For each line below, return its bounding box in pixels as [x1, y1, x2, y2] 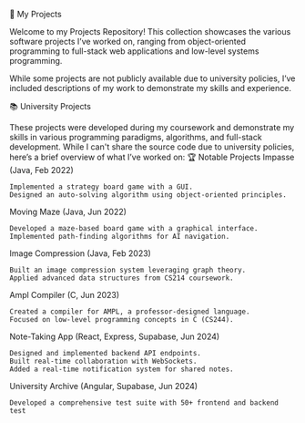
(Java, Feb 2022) [9, 165, 75, 175]
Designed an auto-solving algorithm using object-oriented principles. [9, 191, 287, 200]
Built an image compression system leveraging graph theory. [9, 265, 247, 274]
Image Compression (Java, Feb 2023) [9, 248, 152, 259]
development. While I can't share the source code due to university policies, [9, 141, 295, 152]
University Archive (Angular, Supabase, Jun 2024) [9, 381, 198, 391]
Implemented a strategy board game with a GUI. [9, 182, 194, 191]
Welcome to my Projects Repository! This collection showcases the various [9, 26, 291, 36]
